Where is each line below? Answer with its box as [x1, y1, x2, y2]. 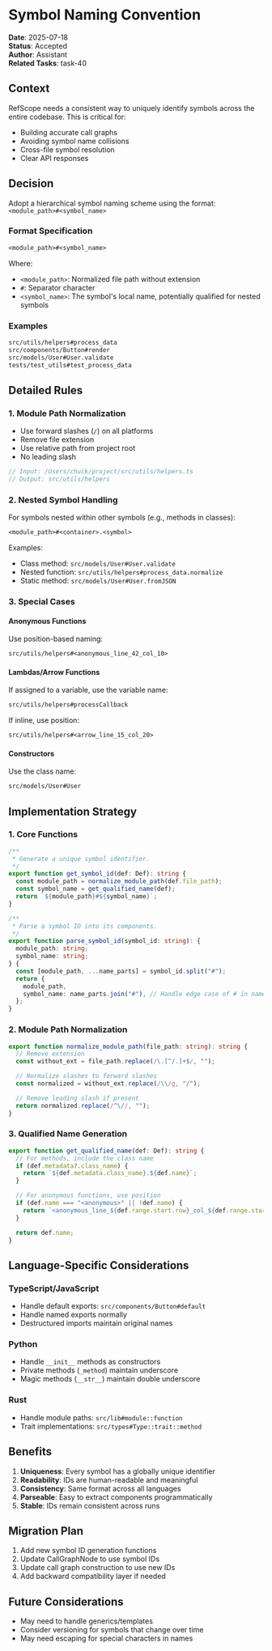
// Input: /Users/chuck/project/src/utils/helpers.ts [8, 468, 194, 476]
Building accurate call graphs [19, 127, 118, 137]
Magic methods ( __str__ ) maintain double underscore [19, 1374, 201, 1384]
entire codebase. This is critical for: [8, 112, 127, 121]
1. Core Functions [8, 829, 79, 840]
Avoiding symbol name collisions [19, 136, 130, 146]
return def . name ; [15, 1229, 74, 1237]
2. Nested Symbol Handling [8, 494, 119, 505]
